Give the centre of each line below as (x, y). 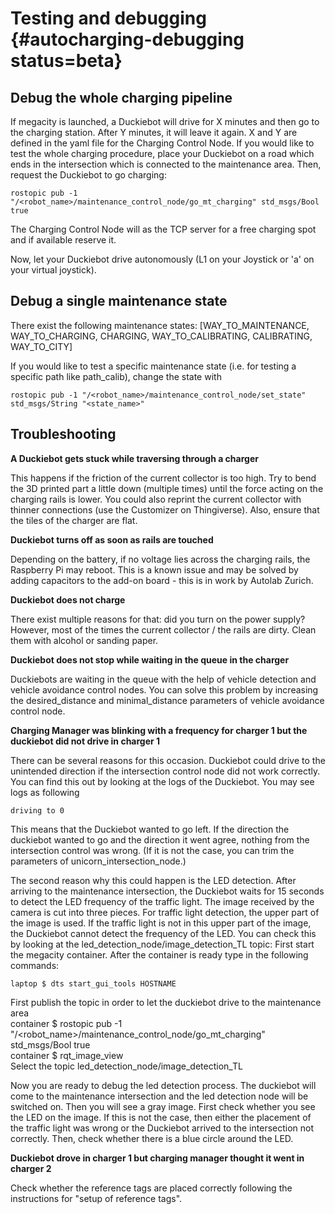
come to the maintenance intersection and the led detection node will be (159, 1096)
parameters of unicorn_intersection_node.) (98, 861)
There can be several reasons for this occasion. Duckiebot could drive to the (168, 760)
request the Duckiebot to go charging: (88, 175)
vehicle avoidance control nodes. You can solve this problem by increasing (164, 689)
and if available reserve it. (63, 240)
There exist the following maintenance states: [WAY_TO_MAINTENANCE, (160, 325)
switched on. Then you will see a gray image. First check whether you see (163, 1106)
